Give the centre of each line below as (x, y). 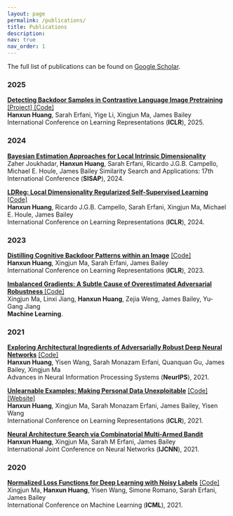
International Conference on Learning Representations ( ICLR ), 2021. (105, 421)
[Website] (21, 399)
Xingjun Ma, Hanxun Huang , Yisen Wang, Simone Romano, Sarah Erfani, (112, 490)
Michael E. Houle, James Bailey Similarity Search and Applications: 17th (111, 171)
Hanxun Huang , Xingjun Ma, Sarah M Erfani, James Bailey (92, 442)
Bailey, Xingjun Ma (34, 370)
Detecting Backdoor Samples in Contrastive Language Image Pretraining (115, 100)
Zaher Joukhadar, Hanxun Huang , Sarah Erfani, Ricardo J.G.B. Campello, (113, 163)
